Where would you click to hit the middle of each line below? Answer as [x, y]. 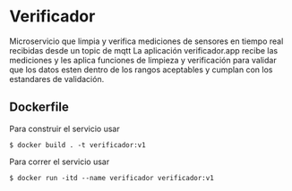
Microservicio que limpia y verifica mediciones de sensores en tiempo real [146, 41]
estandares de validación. [57, 79]
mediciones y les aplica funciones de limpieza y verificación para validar [143, 60]
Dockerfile [39, 108]
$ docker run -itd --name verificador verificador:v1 [112, 178]
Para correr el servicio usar [60, 162]
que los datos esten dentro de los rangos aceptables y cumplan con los [141, 70]
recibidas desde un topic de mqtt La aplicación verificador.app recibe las [144, 50]
